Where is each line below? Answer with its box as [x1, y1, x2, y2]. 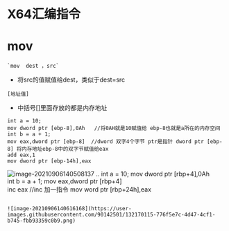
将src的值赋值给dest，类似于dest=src [17, 75, 126, 84]
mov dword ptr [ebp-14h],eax [7, 158, 92, 165]
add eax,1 [7, 151, 36, 159]
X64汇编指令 [7, 6, 81, 22]
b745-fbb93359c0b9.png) [7, 217, 76, 225]
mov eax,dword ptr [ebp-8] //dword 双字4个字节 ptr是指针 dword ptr [7, 138, 205, 145]
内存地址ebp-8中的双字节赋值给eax [22, 146, 109, 153]
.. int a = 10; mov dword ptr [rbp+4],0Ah [96, 170, 210, 178]
